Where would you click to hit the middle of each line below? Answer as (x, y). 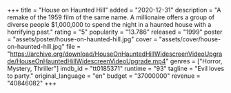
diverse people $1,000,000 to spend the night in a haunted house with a (109, 24)
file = (73, 46)
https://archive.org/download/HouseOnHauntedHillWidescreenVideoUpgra (116, 54)
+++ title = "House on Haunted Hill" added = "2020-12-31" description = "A (114, 10)
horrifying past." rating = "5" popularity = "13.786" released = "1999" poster (115, 32)
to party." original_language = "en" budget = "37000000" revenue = (104, 76)
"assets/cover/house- (190, 39)
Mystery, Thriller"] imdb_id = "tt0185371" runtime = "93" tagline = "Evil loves (116, 69)
